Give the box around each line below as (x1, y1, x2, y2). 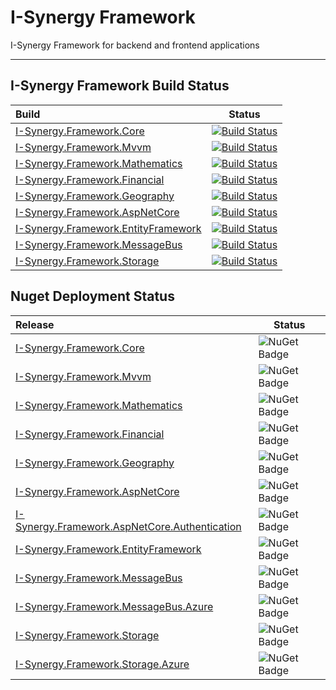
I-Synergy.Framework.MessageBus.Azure (15, 599, 214, 613)
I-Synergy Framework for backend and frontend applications (10, 39, 260, 51)
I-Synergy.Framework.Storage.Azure (15, 657, 190, 671)
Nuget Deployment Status (10, 288, 175, 305)
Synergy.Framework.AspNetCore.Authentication (15, 519, 242, 533)
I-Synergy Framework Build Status (10, 77, 230, 95)
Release (15, 317, 55, 331)
